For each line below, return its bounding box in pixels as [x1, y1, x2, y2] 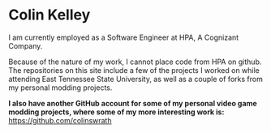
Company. [8, 41, 43, 50]
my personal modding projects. [8, 83, 113, 92]
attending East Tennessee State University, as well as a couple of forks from [8, 74, 264, 84]
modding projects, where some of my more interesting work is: [8, 107, 225, 117]
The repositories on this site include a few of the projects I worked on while [8, 65, 260, 75]
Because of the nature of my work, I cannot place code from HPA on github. [8, 57, 262, 66]
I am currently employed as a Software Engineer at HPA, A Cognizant [8, 32, 239, 42]
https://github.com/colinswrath [8, 115, 112, 125]
